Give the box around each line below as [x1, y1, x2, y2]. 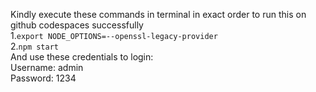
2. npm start [10, 40, 60, 52]
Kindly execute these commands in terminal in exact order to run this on [10, 9, 307, 20]
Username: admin [10, 62, 84, 73]
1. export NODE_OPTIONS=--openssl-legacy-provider [10, 30, 218, 41]
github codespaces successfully [10, 19, 144, 31]
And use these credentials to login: [10, 51, 154, 63]
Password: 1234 [10, 72, 77, 84]
